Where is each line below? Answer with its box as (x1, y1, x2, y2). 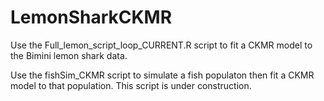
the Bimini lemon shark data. (10, 49, 128, 61)
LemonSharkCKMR (10, 6, 173, 29)
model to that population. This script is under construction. (10, 79, 252, 91)
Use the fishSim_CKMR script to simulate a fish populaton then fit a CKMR (10, 69, 315, 81)
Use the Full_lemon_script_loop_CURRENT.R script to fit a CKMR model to (10, 39, 313, 51)
